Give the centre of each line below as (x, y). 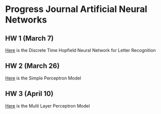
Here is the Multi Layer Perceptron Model (47, 105)
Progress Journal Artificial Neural (76, 9)
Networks (26, 20)
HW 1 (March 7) (29, 38)
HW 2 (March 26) (32, 66)
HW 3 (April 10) (29, 94)
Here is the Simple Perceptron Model (43, 78)
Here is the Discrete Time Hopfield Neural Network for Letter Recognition (80, 50)
